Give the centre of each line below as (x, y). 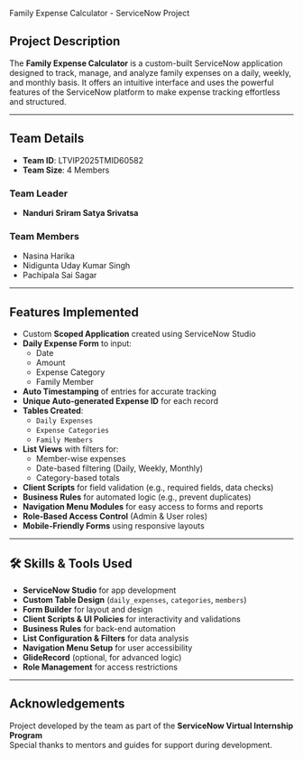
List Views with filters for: (70, 449)
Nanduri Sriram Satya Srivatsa (80, 212)
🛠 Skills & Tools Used (71, 564)
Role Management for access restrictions (100, 667)
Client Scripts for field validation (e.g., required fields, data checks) (148, 488)
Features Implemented (74, 312)
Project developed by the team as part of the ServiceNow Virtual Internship (151, 726)
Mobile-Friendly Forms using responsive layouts (113, 526)
